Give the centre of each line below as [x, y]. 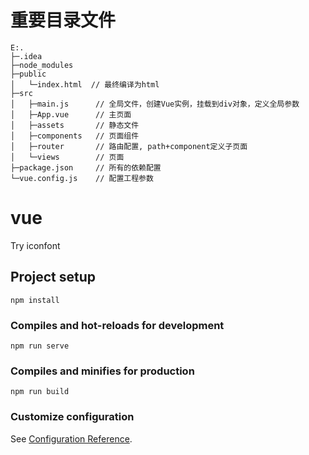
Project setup [53, 277]
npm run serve [40, 346]
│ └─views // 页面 [67, 157]
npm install [35, 300]
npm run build [40, 392]
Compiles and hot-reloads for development [117, 325]
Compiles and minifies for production [102, 371]
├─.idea [26, 56]
